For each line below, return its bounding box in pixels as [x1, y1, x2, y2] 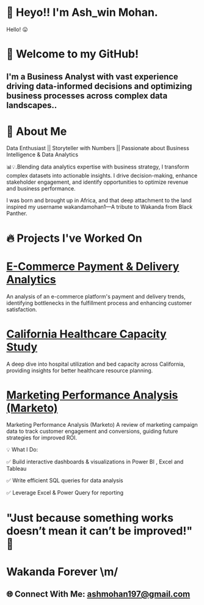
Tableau [6, 465, 27, 473]
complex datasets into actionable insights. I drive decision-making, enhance [6, 172, 198, 179]
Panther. [6, 210, 27, 217]
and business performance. [6, 185, 76, 192]
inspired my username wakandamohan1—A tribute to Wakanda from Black [6, 203, 193, 211]
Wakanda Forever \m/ [6, 565, 118, 579]
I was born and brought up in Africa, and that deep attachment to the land [6, 197, 192, 204]
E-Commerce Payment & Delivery [6, 259, 180, 274]
